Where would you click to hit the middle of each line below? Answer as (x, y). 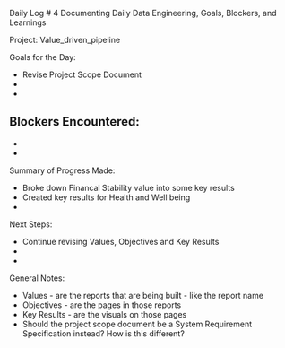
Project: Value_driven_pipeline (65, 40)
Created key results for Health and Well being (106, 197)
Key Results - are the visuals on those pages (104, 314)
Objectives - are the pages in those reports (102, 305)
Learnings (28, 22)
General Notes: (37, 278)
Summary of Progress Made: (62, 170)
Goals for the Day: (43, 57)
